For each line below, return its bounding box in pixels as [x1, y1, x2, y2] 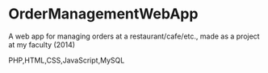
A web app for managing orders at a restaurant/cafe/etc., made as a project [8, 31, 260, 41]
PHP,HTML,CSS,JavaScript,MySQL [8, 55, 125, 65]
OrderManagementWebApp [8, 5, 199, 23]
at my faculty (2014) [8, 39, 75, 49]
